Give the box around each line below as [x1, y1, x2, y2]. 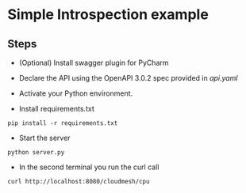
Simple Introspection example [7, 6, 209, 24]
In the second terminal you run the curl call [18, 162, 160, 172]
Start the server [18, 133, 71, 142]
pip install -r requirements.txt [7, 119, 118, 127]
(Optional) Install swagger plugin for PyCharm [18, 58, 169, 67]
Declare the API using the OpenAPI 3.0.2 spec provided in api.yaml [18, 74, 238, 82]
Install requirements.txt [18, 104, 94, 113]
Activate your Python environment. [18, 89, 133, 98]
